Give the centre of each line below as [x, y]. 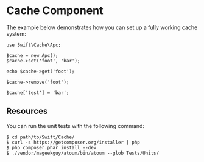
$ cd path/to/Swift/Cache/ [40, 137]
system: [16, 33]
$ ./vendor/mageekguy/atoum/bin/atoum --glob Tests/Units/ [83, 153]
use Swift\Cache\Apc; [34, 45]
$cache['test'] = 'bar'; [38, 93]
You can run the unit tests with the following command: [76, 126]
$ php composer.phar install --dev [51, 147]
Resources [27, 111]
